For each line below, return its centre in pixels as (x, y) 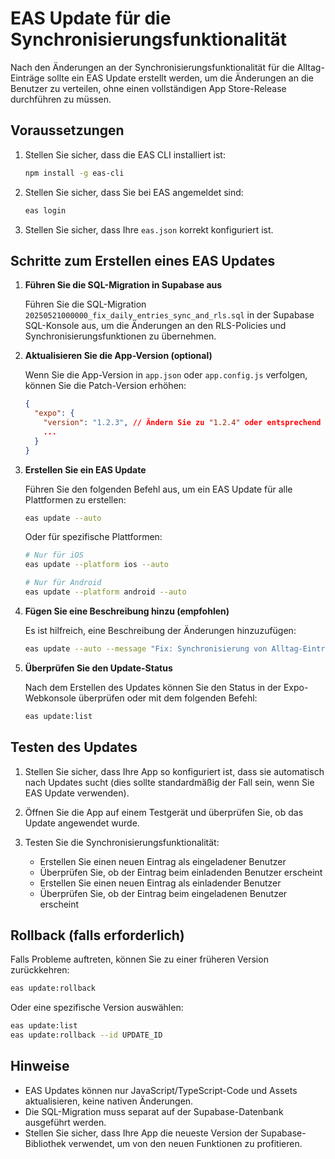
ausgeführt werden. (65, 1122)
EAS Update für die (91, 18)
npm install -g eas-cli (74, 173)
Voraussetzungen (67, 130)
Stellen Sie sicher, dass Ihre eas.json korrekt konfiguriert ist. (149, 229)
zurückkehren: (40, 970)
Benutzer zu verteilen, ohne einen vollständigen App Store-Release (148, 88)
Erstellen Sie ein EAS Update (85, 469)
